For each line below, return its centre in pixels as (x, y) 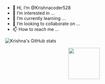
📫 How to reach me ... (35, 29)
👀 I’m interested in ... (33, 13)
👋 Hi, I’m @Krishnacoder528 (41, 8)
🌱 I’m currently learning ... (39, 18)
